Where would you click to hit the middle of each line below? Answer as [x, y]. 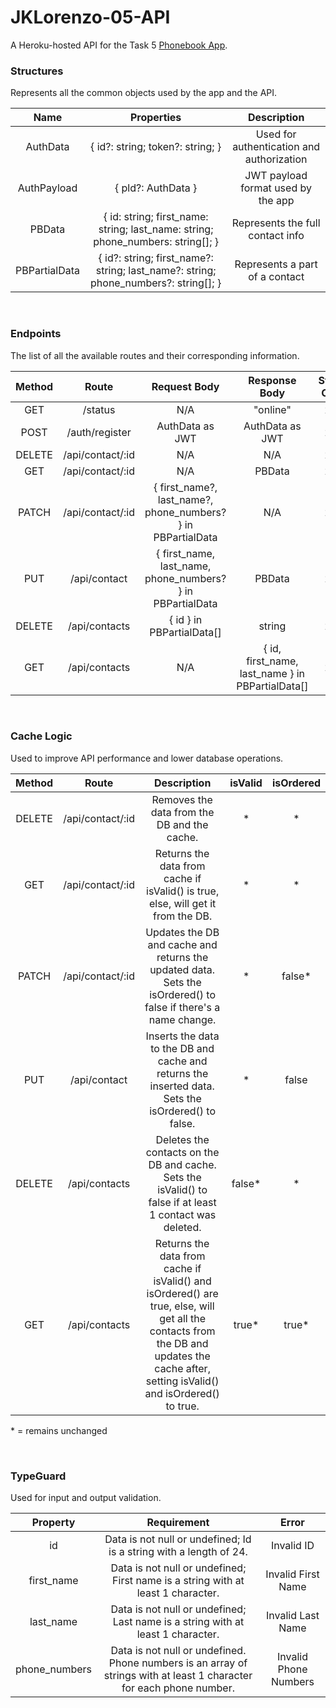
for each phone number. [178, 1688]
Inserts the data [182, 1036]
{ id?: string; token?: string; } [156, 147]
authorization [276, 159]
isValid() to [182, 1189]
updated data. [182, 969]
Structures [37, 71]
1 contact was [182, 1214]
